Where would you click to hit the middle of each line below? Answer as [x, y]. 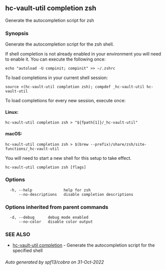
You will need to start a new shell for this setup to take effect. [68, 158]
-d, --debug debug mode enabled [49, 217]
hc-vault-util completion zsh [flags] [46, 167]
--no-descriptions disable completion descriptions [76, 194]
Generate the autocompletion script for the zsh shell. [60, 44]
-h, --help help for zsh [50, 190]
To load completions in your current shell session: [57, 78]
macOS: [14, 133]
